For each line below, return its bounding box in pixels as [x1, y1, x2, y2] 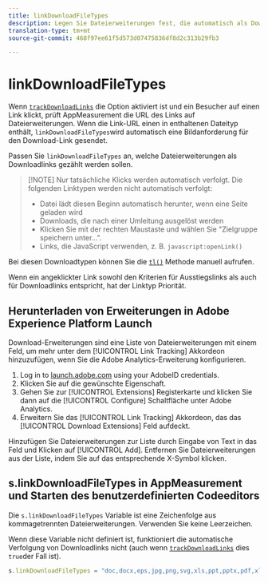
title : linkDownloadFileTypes [8, 11, 109, 20]
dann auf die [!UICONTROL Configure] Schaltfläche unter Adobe [19, 396, 232, 405]
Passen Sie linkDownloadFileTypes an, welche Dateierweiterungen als [8, 151, 238, 161]
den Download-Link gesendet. [8, 136, 108, 145]
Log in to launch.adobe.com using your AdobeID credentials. [19, 371, 219, 379]
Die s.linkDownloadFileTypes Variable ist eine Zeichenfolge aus [8, 510, 217, 520]
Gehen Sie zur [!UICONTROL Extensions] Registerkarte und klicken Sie [19, 387, 253, 396]
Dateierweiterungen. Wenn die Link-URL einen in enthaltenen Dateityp [8, 119, 238, 129]
